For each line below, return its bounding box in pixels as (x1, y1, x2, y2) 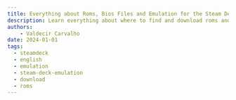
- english (13, 56, 42, 63)
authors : (7, 23, 33, 30)
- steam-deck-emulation (13, 69, 83, 76)
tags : (7, 43, 23, 50)
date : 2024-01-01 (7, 37, 58, 44)
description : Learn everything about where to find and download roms (7, 17, 218, 24)
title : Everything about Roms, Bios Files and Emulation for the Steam (7, 10, 221, 18)
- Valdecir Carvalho (20, 30, 80, 37)
